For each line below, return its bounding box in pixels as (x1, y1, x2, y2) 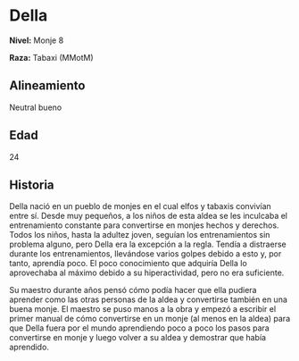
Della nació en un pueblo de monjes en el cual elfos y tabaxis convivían (9, 201, 272, 212)
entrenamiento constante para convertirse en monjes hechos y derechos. (9, 220, 279, 231)
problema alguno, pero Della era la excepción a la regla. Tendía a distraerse (9, 239, 287, 250)
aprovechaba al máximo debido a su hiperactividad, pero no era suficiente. (9, 267, 285, 278)
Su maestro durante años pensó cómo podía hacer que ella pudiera (9, 285, 257, 296)
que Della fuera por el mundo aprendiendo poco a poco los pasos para (9, 323, 270, 333)
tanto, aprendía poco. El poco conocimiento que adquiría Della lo (9, 258, 247, 269)
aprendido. (9, 341, 49, 353)
